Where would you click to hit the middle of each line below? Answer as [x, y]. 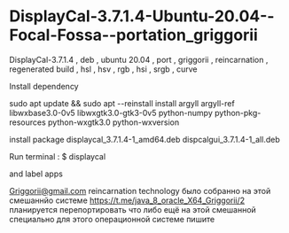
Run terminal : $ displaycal [58, 156]
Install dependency [44, 86]
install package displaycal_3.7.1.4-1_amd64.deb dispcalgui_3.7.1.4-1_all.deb [145, 139]
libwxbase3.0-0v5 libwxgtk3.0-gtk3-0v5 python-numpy [111, 113]
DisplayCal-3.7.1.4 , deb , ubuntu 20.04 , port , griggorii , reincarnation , [139, 59]
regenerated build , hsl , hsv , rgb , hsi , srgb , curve [103, 69]
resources [27, 122]
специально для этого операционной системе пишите [112, 219]
